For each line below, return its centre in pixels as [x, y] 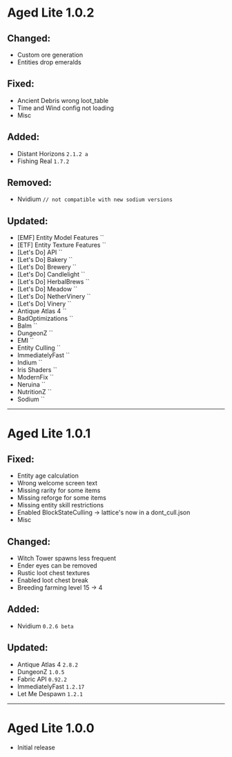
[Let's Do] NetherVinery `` [54, 297]
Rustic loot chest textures [54, 573]
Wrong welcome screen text [57, 483]
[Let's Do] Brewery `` [47, 267]
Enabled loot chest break [52, 580]
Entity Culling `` [39, 348]
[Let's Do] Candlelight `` [51, 274]
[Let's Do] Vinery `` [44, 304]
